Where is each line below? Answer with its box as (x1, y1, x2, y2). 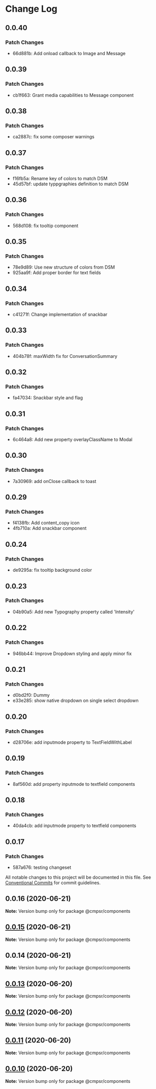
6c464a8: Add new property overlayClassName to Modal (12, 437, 133, 443)
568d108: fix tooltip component (12, 223, 79, 229)
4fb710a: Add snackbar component (12, 525, 87, 531)
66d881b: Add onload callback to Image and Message (12, 50, 126, 56)
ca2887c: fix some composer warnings (12, 134, 95, 140)
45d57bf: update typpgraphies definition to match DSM (12, 181, 129, 187)
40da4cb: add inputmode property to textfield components (12, 822, 136, 829)
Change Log (5, 3, 57, 15)
